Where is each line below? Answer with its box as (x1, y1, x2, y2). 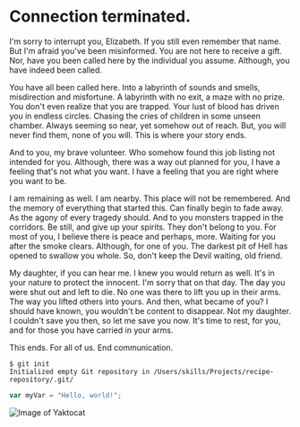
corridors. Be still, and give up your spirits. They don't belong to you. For (9, 222, 277, 232)
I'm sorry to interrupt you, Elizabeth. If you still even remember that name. (9, 36, 282, 47)
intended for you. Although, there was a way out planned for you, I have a (9, 156, 280, 167)
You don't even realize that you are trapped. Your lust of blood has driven (9, 100, 279, 111)
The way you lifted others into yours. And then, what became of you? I (9, 296, 269, 307)
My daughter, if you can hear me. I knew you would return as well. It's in (9, 267, 275, 278)
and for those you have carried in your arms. (9, 325, 174, 335)
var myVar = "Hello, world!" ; (9, 390, 123, 400)
